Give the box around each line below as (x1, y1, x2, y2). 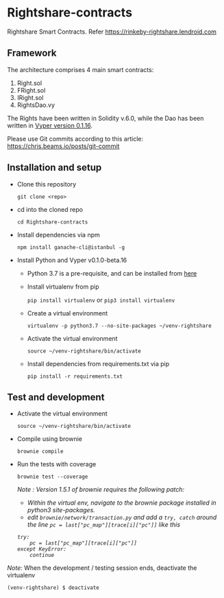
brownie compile (16, 448, 64, 455)
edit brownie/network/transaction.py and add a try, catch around (27, 513, 217, 522)
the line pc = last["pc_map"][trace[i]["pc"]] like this (27, 521, 180, 529)
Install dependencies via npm (16, 230, 101, 239)
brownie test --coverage (16, 473, 88, 481)
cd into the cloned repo (16, 205, 84, 213)
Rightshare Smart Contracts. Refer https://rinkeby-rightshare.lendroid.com (7, 27, 217, 36)
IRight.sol (16, 93, 44, 101)
